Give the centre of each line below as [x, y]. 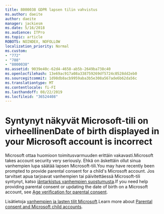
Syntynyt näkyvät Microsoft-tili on [77, 121]
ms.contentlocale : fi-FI [30, 87]
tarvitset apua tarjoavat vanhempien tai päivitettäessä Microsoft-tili [73, 176]
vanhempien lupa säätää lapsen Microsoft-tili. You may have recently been [80, 166]
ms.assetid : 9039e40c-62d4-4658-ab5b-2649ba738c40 [58, 69]
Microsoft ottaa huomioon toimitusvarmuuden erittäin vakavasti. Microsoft [79, 155]
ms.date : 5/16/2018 [25, 28]
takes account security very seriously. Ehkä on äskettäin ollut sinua [73, 161]
